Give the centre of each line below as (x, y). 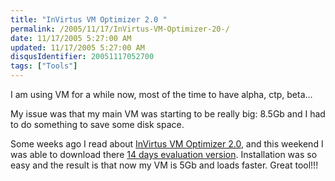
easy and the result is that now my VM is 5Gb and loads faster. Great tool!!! (164, 165)
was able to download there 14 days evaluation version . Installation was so (164, 154)
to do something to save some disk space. (97, 124)
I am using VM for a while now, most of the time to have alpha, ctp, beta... (161, 94)
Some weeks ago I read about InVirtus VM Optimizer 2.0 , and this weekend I (167, 144)
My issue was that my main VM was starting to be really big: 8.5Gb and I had (168, 114)
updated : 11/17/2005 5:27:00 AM (77, 47)
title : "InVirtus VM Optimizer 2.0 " (89, 19)
